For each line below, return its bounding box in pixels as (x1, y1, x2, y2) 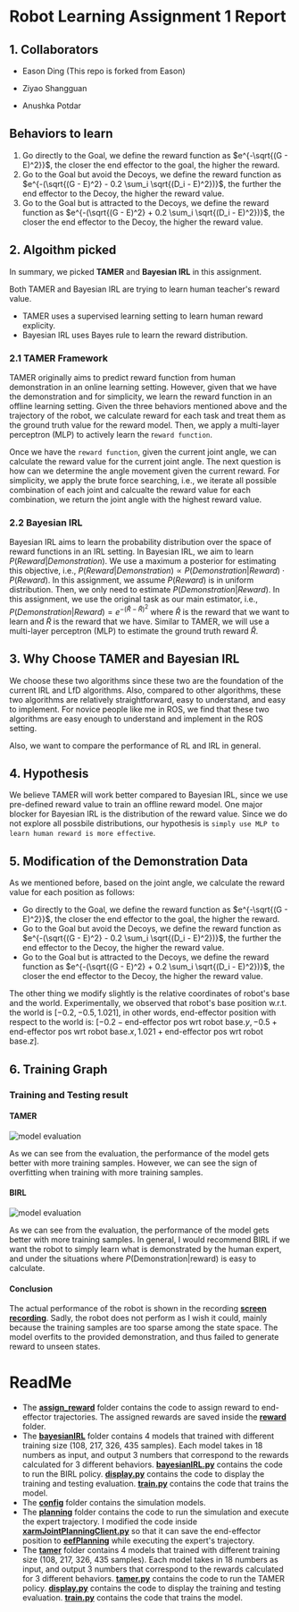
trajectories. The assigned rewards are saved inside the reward (53, 1412, 287, 1422)
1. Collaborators (9, 42, 99, 57)
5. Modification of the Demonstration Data (9, 853, 248, 869)
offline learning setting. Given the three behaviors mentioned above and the (9, 400, 287, 411)
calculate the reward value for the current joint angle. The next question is (9, 456, 281, 466)
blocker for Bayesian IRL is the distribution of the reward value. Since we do (9, 808, 288, 820)
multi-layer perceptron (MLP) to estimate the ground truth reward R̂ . (9, 625, 259, 636)
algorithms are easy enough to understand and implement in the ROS (9, 713, 263, 724)
